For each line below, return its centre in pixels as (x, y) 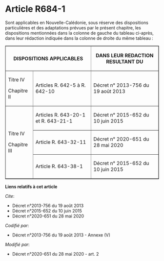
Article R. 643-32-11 (61, 142)
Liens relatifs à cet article (31, 187)
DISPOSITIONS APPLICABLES (48, 58)
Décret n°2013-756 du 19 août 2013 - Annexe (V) (61, 235)
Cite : (10, 196)
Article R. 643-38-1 (59, 166)
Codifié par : (17, 225)
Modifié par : (18, 244)
